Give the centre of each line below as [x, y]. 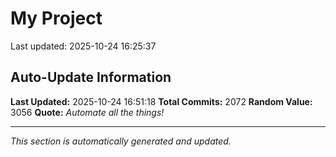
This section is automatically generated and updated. [121, 141]
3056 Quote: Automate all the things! [87, 112]
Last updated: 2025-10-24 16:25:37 [83, 46]
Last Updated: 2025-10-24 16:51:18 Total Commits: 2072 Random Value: [161, 101]
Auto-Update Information [91, 77]
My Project [56, 18]
